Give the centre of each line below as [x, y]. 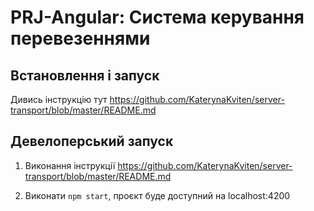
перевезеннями [80, 38]
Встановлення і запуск [85, 75]
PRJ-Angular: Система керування [157, 17]
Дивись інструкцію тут [59, 99]
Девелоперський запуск [92, 141]
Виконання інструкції [70, 165]
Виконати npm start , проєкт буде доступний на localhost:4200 [157, 195]
